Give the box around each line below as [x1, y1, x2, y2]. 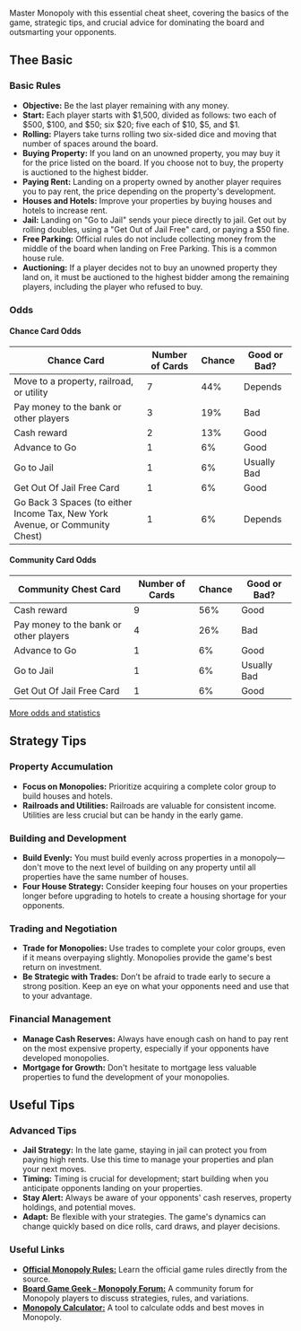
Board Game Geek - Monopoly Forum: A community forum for [21, 1283, 254, 1293]
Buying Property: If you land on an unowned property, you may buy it [21, 147, 280, 158]
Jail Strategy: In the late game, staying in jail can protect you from [21, 1144, 267, 1156]
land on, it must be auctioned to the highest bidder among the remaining [21, 271, 289, 282]
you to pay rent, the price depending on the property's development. [21, 186, 276, 197]
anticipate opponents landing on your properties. [21, 1183, 203, 1194]
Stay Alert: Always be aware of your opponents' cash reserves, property [21, 1193, 292, 1204]
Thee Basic [9, 53, 73, 68]
